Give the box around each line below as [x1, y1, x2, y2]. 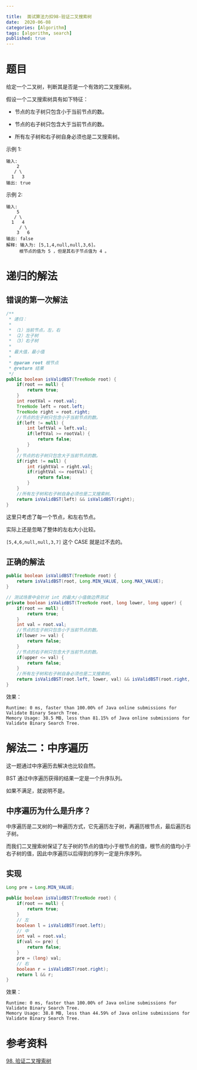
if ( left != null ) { [16, 420, 64, 426]
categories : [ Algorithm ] [6, 25, 67, 31]
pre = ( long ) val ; [16, 955, 62, 961]
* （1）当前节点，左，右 [8, 327, 60, 333]
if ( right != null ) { [16, 458, 67, 464]
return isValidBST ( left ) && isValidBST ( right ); [16, 496, 135, 502]
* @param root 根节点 [8, 359, 59, 366]
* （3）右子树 [8, 338, 39, 344]
